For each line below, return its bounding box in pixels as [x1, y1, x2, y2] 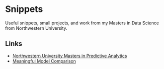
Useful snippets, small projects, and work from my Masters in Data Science [5, 20, 159, 26]
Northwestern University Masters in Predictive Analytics [12, 53, 127, 59]
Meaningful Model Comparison [12, 58, 76, 64]
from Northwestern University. [5, 25, 68, 31]
